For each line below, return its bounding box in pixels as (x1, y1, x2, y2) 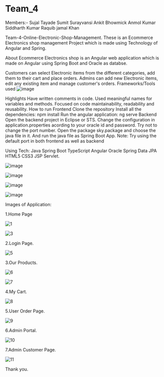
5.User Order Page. (5, 308, 45, 314)
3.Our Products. (5, 259, 38, 265)
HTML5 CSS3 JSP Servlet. (5, 153, 60, 159)
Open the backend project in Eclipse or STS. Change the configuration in (5, 116, 155, 122)
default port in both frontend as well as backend (5, 138, 104, 144)
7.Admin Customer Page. (5, 346, 56, 352)
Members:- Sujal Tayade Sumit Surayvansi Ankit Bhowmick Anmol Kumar (5, 19, 156, 25)
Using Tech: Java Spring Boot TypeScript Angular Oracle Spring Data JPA (5, 147, 157, 153)
